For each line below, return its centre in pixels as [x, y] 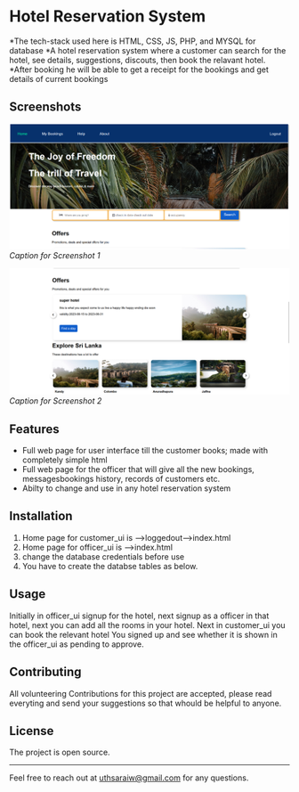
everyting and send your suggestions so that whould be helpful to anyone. [145, 703]
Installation [41, 516]
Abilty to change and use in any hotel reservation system [126, 488]
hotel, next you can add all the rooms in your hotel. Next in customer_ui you [148, 625]
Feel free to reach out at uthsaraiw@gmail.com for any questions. [129, 778]
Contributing [45, 672]
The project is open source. [60, 752]
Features [34, 429]
